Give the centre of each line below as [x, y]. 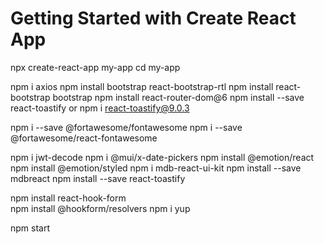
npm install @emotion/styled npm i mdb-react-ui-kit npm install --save [156, 168]
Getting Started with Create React [153, 18]
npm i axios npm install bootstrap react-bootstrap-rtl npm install [142, 86]
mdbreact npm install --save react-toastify [98, 178]
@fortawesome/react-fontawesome [84, 138]
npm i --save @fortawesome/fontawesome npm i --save [126, 127]
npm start [30, 228]
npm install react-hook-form [68, 198]
